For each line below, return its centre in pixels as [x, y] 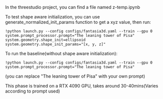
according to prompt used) [33, 91]
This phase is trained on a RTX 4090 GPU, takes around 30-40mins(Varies [82, 86]
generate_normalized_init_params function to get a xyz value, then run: [78, 22]
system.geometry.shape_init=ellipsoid [45, 40]
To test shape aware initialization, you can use [53, 17]
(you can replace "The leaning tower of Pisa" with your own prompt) [75, 76]
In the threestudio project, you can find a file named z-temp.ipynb [73, 7]
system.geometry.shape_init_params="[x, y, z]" [56, 44]
